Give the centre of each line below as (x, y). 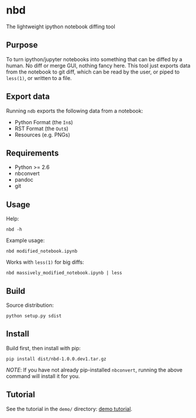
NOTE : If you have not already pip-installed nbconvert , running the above (94, 370)
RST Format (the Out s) (41, 128)
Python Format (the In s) (44, 122)
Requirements (32, 153)
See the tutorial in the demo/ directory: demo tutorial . (69, 409)
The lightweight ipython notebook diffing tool (61, 26)
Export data (28, 97)
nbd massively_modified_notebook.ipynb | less (64, 273)
